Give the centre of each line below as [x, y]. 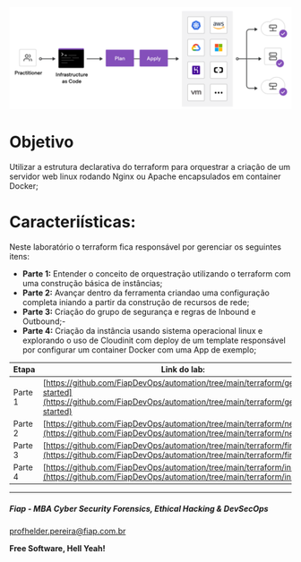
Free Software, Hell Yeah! [57, 548]
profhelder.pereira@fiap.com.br [68, 531]
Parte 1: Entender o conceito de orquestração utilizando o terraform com [156, 273]
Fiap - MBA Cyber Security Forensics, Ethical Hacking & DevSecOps [139, 508]
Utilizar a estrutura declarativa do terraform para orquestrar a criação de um [150, 167]
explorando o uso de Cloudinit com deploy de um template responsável [154, 340]
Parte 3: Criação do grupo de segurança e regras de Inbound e [139, 311]
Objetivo [42, 142]
